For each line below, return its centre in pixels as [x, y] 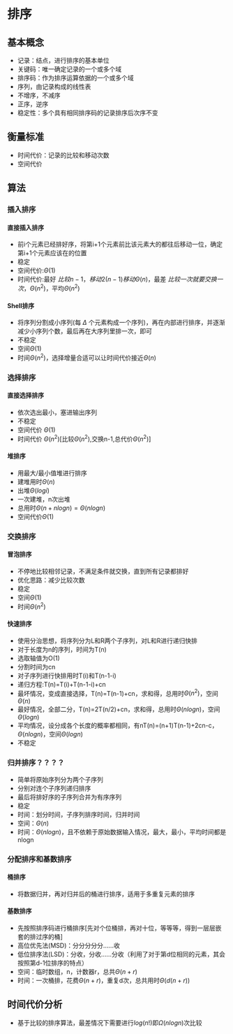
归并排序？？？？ [36, 763]
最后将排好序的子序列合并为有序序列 [69, 796]
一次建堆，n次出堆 [44, 499]
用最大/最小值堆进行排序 [52, 473]
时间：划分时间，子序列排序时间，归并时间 [78, 814]
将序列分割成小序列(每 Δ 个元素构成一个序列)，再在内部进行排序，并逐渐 [121, 323]
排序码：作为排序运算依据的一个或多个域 [75, 78]
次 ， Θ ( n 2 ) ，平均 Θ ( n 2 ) [48, 287]
